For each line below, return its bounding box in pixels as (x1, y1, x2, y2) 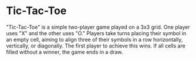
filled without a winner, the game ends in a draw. (6, 48, 123, 55)
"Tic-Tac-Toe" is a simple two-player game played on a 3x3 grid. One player (6, 23, 191, 30)
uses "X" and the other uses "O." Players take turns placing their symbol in (6, 29, 187, 36)
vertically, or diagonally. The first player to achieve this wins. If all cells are (6, 42, 186, 49)
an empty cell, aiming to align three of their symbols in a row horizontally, (6, 36, 183, 43)
